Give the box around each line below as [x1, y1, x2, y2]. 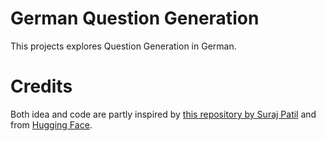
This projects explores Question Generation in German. [10, 40, 237, 52]
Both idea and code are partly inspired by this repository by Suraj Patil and [10, 108, 317, 120]
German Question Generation [10, 7, 260, 30]
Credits [10, 75, 73, 98]
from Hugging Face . [10, 118, 93, 131]
